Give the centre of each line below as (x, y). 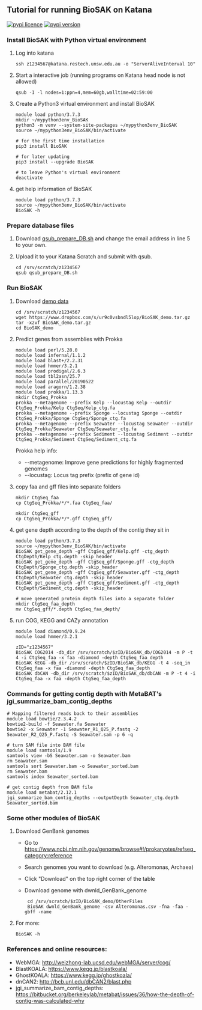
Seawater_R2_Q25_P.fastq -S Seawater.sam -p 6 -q (70, 735)
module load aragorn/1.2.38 (50, 387)
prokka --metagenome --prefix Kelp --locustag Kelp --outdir (94, 403)
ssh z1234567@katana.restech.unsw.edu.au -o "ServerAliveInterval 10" (105, 64)
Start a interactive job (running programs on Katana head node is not (100, 75)
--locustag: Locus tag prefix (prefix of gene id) (82, 475)
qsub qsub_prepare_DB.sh (46, 273)
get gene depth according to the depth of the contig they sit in (92, 530)
